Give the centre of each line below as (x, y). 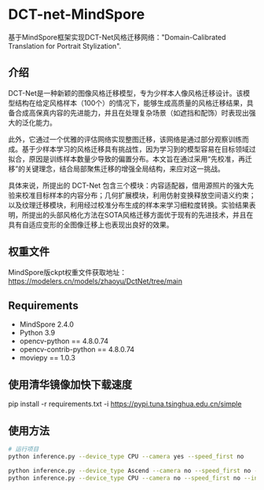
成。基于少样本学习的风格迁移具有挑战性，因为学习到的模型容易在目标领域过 (132, 149)
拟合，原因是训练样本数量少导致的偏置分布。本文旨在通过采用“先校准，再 (127, 159)
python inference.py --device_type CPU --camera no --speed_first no (125, 478)
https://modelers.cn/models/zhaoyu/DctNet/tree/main (95, 281)
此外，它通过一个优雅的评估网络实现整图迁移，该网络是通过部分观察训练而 (128, 139)
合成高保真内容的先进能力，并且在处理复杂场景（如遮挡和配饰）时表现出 (132, 112)
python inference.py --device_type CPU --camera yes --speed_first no (126, 456)
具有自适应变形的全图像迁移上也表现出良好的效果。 (91, 225)
